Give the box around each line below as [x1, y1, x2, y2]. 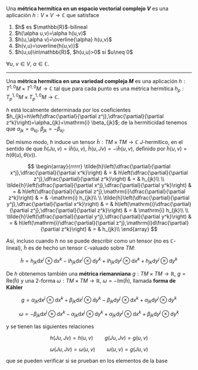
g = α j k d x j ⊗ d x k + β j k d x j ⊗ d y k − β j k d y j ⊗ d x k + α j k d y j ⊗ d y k [21, 295, 177, 304]
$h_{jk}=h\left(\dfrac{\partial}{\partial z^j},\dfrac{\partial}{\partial [6, 112, 164, 120]
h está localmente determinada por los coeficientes [6, 106, 131, 113]
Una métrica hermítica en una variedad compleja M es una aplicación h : [6, 78, 186, 84]
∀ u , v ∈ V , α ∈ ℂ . [6, 60, 49, 67]
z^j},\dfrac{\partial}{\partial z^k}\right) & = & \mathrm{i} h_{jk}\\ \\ [30, 207, 189, 214]
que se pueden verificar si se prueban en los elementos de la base [6, 357, 168, 365]
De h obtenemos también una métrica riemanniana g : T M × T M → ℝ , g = [6, 270, 186, 277]
